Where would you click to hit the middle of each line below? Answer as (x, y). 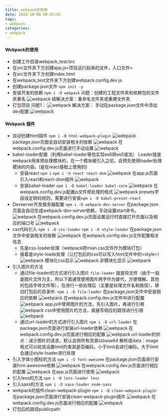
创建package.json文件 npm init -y (48, 87)
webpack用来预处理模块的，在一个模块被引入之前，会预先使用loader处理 (87, 161)
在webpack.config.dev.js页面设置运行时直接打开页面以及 (95, 217)
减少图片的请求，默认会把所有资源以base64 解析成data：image (93, 341)
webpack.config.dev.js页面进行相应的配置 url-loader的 (88, 334)
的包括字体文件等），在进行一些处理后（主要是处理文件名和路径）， (87, 285)
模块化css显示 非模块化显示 (85, 260)
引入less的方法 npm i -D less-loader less (56, 378)
